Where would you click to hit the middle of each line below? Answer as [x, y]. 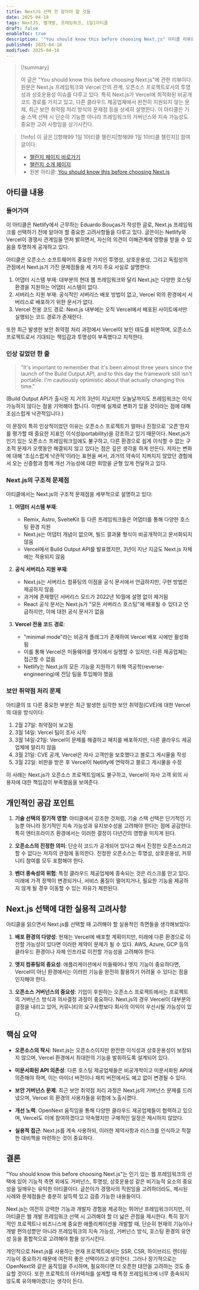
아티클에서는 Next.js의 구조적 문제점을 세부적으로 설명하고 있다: [79, 494]
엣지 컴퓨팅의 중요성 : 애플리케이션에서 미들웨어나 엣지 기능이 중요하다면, [97, 964]
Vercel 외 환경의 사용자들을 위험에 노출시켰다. [85, 1097]
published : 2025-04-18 [34, 45]
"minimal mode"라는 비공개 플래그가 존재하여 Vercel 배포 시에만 [98, 637]
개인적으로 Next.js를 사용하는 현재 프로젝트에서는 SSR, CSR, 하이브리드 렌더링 [97, 1251]
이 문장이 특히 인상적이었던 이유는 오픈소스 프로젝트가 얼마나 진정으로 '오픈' [93, 426]
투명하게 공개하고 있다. [43, 247]
